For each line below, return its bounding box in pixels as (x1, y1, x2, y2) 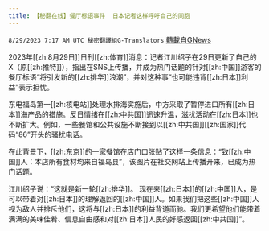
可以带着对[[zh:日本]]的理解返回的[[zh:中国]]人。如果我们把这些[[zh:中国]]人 (8, 194, 259, 204)
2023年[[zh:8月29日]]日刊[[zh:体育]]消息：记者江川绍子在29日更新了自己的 (8, 52, 257, 61)
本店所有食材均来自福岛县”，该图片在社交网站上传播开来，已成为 (35, 156, 249, 166)
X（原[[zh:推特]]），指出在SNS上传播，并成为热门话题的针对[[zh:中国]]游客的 (8, 62, 262, 72)
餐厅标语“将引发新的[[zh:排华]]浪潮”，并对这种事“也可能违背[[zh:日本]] (8, 72, 242, 81)
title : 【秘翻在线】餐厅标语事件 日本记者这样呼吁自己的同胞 (8, 11, 190, 20)
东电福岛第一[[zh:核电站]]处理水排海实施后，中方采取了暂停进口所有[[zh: (8, 99, 248, 109)
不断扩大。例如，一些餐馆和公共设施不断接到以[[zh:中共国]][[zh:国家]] (8, 119, 239, 129)
